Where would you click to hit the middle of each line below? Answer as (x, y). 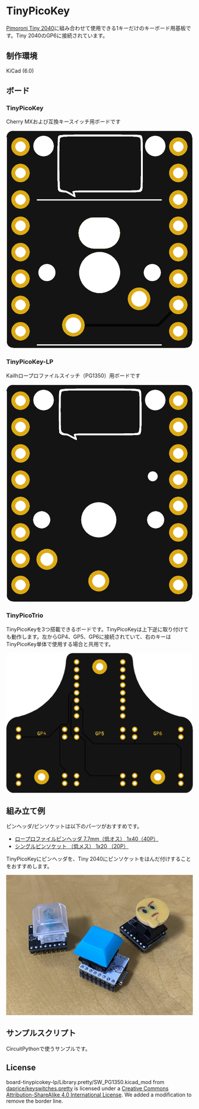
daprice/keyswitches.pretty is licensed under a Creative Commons (87, 1088)
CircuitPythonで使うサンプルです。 (48, 1048)
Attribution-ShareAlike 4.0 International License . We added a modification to (99, 1094)
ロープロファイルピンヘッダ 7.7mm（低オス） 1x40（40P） (86, 839)
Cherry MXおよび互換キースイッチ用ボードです (63, 122)
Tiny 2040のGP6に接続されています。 (62, 35)
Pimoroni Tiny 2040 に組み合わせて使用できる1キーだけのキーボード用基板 (96, 28)
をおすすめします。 (29, 866)
